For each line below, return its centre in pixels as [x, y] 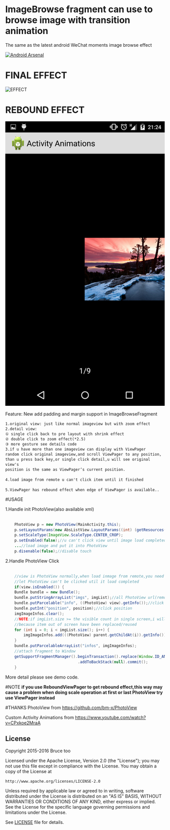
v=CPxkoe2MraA [23, 723]
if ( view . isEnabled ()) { [39, 587]
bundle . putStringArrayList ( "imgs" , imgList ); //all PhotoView [80, 598]
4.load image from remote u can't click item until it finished [74, 480]
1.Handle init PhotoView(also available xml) [50, 509]
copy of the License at [29, 772]
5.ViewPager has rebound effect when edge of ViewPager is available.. [82, 490]
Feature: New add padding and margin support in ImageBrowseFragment [81, 414]
